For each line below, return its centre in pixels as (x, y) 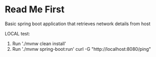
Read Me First (35, 9)
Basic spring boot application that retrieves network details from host (78, 24)
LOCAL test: (17, 33)
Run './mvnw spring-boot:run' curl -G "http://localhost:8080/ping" (82, 49)
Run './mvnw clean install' (39, 43)
